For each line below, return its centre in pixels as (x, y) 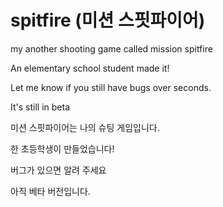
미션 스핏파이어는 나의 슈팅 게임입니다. (85, 127)
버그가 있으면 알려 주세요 (58, 170)
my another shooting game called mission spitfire (111, 48)
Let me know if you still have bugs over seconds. (111, 87)
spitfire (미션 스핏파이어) (108, 20)
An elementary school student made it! (90, 68)
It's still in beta (40, 107)
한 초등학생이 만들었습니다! (62, 148)
